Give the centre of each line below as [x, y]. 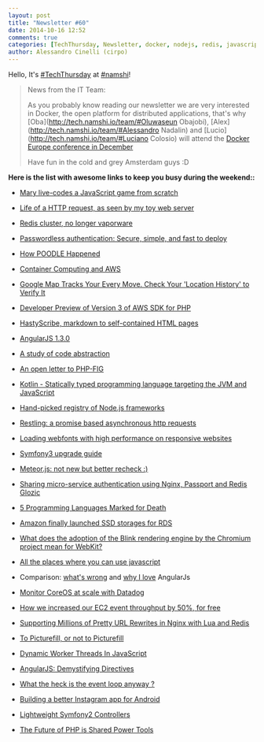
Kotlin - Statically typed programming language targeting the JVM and [133, 384]
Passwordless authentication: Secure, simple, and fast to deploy [123, 238]
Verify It [32, 293]
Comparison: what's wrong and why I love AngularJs [105, 577]
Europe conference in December [80, 147]
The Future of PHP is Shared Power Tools [86, 730]
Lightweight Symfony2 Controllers [75, 714]
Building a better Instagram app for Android [90, 699]
